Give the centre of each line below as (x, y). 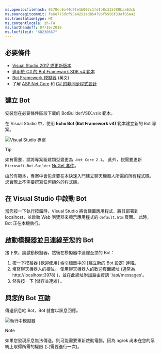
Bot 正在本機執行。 (24, 223)
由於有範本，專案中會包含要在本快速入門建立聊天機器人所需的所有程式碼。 (79, 176)
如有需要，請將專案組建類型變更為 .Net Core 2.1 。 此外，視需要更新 (73, 159)
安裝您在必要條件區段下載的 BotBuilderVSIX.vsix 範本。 (60, 113)
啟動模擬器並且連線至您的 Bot (49, 240)
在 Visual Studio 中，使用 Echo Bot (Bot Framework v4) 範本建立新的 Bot (78, 123)
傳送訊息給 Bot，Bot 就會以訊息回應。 (43, 310)
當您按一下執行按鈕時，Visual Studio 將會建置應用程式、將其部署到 (72, 211)
